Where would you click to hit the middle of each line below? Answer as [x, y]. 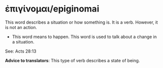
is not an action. [21, 27]
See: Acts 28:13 [21, 51]
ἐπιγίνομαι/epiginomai [52, 9]
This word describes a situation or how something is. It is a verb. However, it [81, 22]
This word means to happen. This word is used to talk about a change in [84, 37]
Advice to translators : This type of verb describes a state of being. [72, 60]
